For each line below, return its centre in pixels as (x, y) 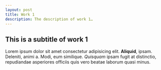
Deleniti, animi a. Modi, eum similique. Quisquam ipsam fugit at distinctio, (81, 57)
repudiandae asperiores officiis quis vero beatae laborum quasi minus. (78, 62)
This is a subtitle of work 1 (47, 39)
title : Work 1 (20, 14)
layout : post (19, 10)
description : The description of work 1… (49, 19)
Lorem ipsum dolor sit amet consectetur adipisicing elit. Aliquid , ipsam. (79, 51)
